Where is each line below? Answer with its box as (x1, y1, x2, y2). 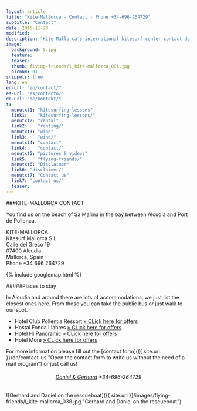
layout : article (6, 8, 46, 15)
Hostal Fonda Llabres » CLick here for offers (14, 324, 122, 331)
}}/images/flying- (128, 392, 171, 399)
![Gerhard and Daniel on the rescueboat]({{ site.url (6, 392, 128, 399)
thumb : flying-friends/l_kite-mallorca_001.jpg (11, 63, 130, 69)
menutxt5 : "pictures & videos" (11, 150, 88, 156)
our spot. (6, 306, 28, 313)
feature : (11, 52, 33, 58)
